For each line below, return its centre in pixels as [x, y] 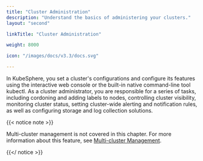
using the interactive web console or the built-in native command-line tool [98, 85]
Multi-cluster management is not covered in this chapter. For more [89, 134]
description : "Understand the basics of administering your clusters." [98, 18]
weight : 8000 [23, 45]
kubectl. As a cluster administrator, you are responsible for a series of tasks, [101, 91]
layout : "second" [28, 23]
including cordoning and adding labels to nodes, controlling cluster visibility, [101, 98]
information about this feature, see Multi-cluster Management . [84, 140]
